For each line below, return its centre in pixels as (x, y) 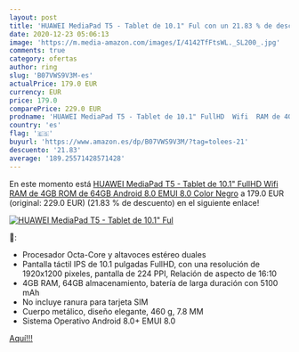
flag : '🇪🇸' (31, 134)
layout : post (33, 17)
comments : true (37, 51)
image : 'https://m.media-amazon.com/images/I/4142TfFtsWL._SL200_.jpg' (145, 42)
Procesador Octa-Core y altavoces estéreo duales (114, 254)
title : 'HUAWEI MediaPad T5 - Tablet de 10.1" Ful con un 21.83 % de (141, 26)
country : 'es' (36, 126)
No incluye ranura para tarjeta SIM (85, 302)
